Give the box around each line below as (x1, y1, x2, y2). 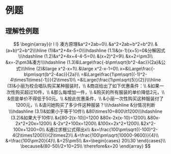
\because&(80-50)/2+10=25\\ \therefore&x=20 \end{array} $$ (20, 143, 151, 149)
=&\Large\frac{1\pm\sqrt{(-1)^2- (80, 71, 148, 77)
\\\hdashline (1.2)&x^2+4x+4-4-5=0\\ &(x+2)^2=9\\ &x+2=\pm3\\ (18, 53, 153, 59)
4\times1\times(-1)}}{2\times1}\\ (10, 77, 76, 83)
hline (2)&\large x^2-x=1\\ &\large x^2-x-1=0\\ (24, 66, 119, 71)
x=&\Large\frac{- (120, 66, 155, 71)
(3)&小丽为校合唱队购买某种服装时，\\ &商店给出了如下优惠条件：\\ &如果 (7, 83, 160, 89)
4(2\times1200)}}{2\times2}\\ (12, 132, 74, 138)
